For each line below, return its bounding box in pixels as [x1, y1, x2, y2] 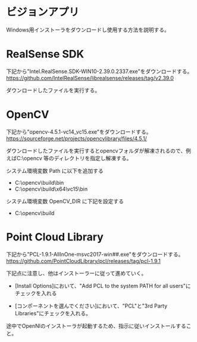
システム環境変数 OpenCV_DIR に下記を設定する [6, 197, 124, 205]
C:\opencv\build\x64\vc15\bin [14, 185, 88, 192]
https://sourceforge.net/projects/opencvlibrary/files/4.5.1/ [6, 135, 147, 142]
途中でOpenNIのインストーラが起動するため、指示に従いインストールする [6, 322, 186, 330]
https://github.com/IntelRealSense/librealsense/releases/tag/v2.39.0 [6, 74, 174, 81]
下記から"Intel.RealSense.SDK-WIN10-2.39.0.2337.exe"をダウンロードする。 [6, 68, 193, 75]
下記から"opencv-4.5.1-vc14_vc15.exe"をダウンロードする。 [6, 128, 152, 135]
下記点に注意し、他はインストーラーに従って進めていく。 [6, 270, 147, 277]
